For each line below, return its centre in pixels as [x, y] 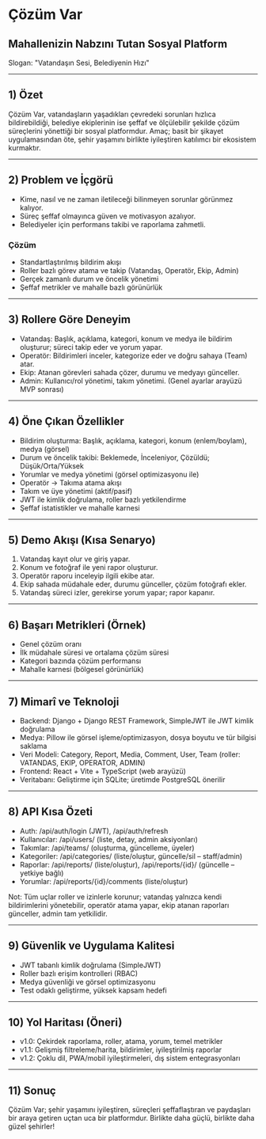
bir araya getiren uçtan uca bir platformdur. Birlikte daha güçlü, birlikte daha [131, 1118]
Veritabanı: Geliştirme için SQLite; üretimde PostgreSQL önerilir [122, 779]
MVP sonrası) [42, 389]
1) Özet [26, 95]
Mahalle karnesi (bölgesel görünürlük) [82, 670]
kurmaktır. [25, 147]
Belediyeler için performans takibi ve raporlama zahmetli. [112, 224]
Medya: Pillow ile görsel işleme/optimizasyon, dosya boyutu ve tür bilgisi [138, 737]
